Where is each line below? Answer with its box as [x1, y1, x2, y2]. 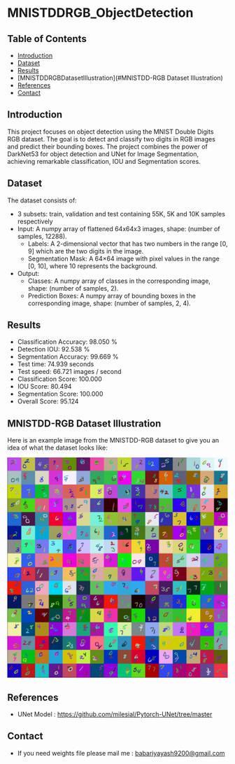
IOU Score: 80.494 [17, 382, 72, 391]
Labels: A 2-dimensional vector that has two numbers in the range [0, [27, 239, 228, 248]
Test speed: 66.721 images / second [17, 368, 122, 376]
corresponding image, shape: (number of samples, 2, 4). [27, 299, 191, 307]
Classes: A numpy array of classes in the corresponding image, [27, 277, 211, 285]
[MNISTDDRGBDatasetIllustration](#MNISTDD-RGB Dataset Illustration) [17, 74, 224, 82]
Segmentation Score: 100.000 [17, 390, 104, 398]
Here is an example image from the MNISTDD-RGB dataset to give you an [7, 436, 220, 445]
